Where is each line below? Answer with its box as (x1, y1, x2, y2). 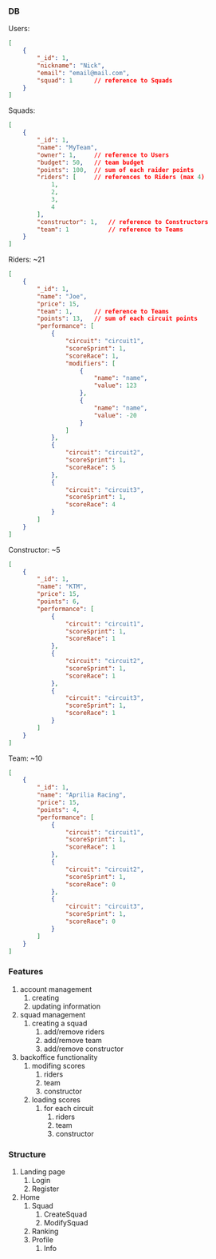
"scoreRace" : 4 (65, 501, 116, 509)
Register (31, 1184, 60, 1193)
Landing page (19, 1167, 65, 1177)
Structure (8, 1149, 46, 1160)
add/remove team (43, 1035, 102, 1045)
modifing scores (31, 1061, 85, 1070)
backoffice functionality (19, 1052, 98, 1061)
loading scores (31, 1094, 81, 1105)
